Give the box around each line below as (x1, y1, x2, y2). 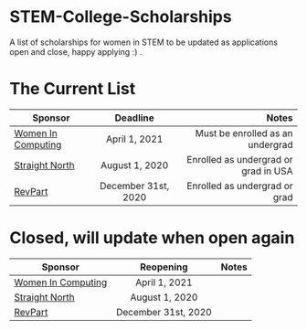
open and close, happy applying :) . (9, 46, 143, 57)
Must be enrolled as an (195, 126, 293, 139)
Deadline (114, 112, 155, 124)
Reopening (140, 261, 189, 273)
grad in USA (241, 165, 293, 177)
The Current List (9, 79, 136, 100)
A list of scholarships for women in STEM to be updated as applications (9, 37, 279, 48)
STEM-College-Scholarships (9, 6, 232, 27)
